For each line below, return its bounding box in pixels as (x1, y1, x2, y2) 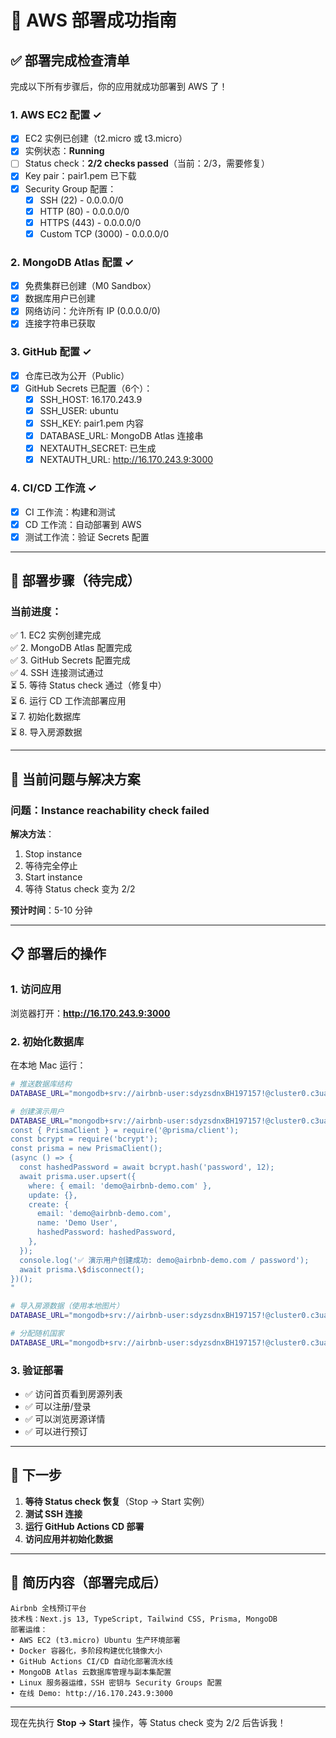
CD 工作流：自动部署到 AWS (24, 518, 142, 530)
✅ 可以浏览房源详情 (24, 1413, 106, 1425)
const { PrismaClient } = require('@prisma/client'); (10, 1125, 240, 1135)
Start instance (24, 871, 83, 883)
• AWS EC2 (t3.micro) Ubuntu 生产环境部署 (10, 1635, 181, 1645)
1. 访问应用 (10, 982, 62, 996)
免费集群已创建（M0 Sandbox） (24, 280, 157, 292)
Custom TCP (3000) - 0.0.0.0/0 (39, 227, 170, 240)
